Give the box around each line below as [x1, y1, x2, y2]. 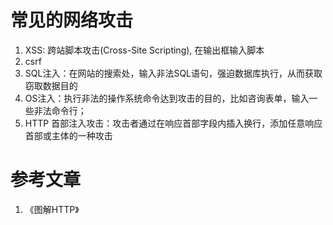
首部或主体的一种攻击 [24, 129, 113, 141]
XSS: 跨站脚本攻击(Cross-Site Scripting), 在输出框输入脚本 [24, 44, 265, 56]
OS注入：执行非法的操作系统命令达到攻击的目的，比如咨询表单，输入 [24, 92, 310, 104]
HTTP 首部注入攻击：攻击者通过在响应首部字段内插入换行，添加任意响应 [24, 117, 323, 129]
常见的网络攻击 [10, 9, 134, 32]
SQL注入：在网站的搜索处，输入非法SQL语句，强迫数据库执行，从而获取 [24, 67, 323, 79]
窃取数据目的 [24, 79, 78, 91]
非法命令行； [33, 104, 87, 116]
